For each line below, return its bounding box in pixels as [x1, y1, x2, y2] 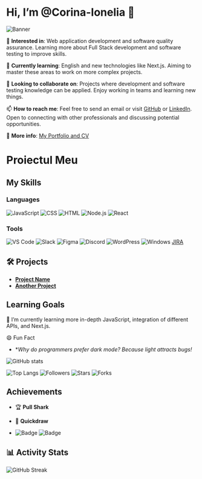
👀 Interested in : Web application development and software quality [6, 37, 174, 44]
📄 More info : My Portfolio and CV [6, 132, 90, 139]
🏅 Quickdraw [15, 417, 48, 424]
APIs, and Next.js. [6, 322, 51, 329]
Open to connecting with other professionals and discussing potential [6, 113, 180, 121]
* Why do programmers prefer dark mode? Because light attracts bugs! [15, 346, 192, 353]
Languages [6, 195, 41, 204]
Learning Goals [6, 300, 65, 310]
